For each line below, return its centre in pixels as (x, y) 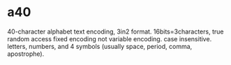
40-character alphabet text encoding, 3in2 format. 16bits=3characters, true (115, 31)
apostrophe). (26, 54)
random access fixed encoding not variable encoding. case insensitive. (110, 38)
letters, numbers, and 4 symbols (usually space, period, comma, (100, 46)
